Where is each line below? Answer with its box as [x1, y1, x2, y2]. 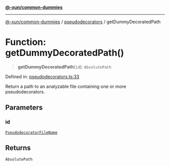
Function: [5, 36, 47, 48]
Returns [5, 144, 31, 152]
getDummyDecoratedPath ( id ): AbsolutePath [17, 64, 112, 70]
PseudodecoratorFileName [5, 130, 58, 135]
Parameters [5, 103, 43, 112]
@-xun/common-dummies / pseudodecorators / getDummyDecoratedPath [5, 19, 161, 25]
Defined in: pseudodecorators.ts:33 [5, 73, 79, 80]
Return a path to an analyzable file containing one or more [5, 83, 126, 89]
